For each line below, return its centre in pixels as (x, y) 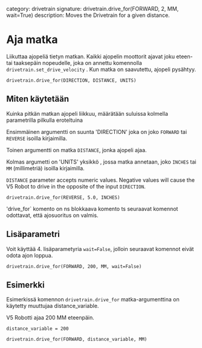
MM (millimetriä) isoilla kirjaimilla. (45, 168)
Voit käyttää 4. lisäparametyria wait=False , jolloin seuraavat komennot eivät (100, 249)
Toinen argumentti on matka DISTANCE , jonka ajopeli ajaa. (77, 150)
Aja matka (32, 40)
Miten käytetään (38, 99)
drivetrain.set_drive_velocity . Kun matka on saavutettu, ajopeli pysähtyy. (101, 69)
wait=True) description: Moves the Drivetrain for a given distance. (88, 15)
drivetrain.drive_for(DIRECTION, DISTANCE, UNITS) (71, 80)
